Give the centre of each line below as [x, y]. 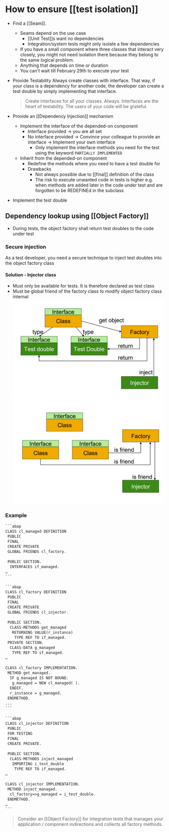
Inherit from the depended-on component [64, 158]
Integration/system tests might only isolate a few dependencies [94, 43]
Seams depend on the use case [53, 33]
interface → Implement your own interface [71, 142]
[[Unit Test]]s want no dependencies [66, 38]
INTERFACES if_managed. [35, 567]
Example [16, 515]
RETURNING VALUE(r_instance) [42, 633]
